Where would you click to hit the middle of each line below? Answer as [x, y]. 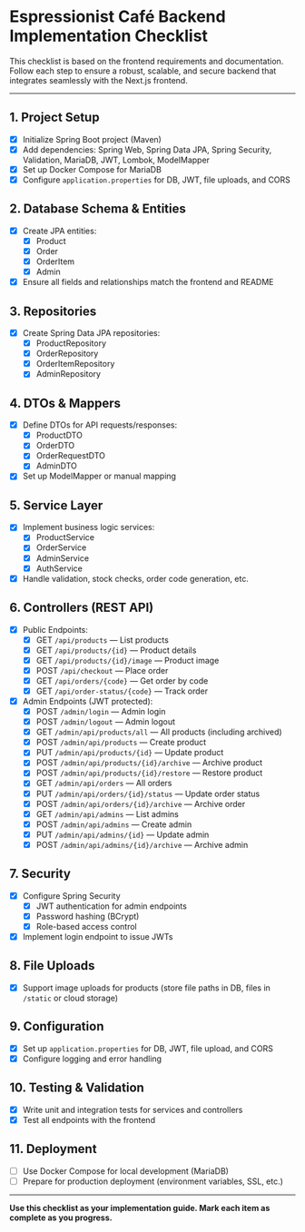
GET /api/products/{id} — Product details [116, 650]
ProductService [65, 537]
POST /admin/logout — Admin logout [105, 722]
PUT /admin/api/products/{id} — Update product [130, 753]
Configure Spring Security [71, 895]
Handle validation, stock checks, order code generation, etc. [136, 578]
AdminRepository [69, 374]
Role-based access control [87, 926]
